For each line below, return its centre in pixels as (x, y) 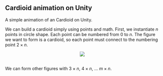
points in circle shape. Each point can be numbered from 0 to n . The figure (80, 34)
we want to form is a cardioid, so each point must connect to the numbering (81, 39)
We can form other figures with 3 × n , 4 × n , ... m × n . (58, 68)
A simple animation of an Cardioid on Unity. (49, 19)
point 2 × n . (17, 45)
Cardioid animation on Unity (48, 8)
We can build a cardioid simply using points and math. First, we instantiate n (82, 29)
